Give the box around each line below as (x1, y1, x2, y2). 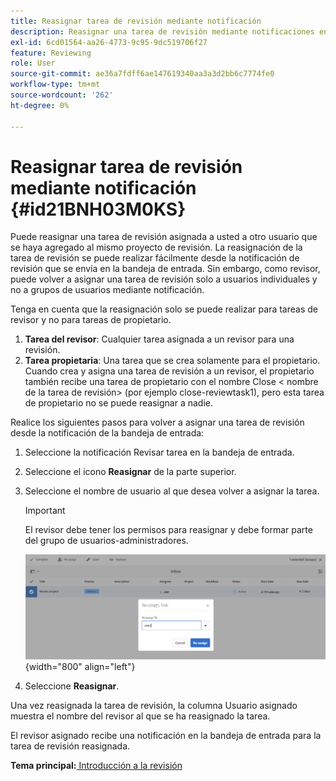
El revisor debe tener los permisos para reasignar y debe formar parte (24, 524, 313, 536)
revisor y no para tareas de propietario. (10, 314, 172, 326)
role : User (10, 58, 56, 69)
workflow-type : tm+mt (10, 80, 101, 90)
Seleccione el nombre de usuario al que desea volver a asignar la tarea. (24, 485, 320, 497)
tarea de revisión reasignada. (10, 740, 131, 752)
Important (24, 505, 66, 517)
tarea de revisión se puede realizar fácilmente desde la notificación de (10, 252, 300, 264)
